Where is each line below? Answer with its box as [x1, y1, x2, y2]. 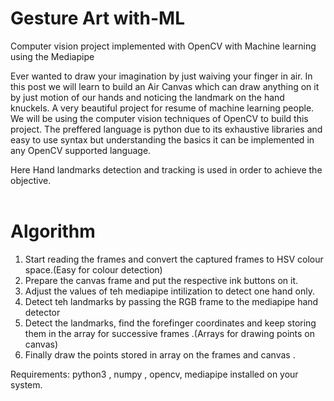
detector [24, 306, 61, 318]
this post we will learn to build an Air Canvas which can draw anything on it [10, 80, 320, 92]
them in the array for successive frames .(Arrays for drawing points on [24, 327, 315, 339]
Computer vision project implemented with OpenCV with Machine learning [10, 40, 317, 52]
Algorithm [10, 220, 96, 243]
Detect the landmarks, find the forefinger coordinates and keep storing [24, 317, 317, 329]
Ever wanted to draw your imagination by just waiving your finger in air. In [10, 70, 313, 82]
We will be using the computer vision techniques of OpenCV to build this [10, 112, 309, 124]
